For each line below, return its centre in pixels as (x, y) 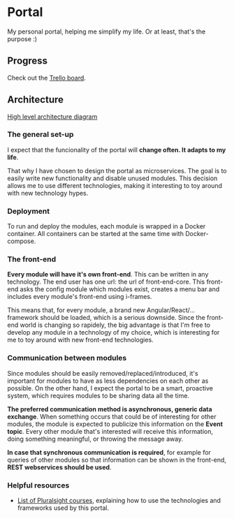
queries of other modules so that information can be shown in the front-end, (117, 460)
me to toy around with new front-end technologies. (80, 340)
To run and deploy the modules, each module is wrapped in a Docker (107, 226)
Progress (27, 61)
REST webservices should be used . (59, 467)
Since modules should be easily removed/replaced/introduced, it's (103, 373)
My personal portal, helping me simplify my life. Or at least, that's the (107, 31)
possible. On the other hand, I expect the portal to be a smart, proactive (110, 388)
